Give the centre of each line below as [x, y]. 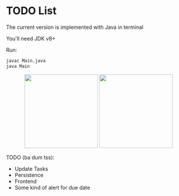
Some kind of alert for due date [52, 187]
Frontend [26, 181]
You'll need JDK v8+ [31, 38]
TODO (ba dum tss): [30, 157]
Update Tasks [31, 168]
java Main [18, 66]
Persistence [29, 175]
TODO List [31, 11]
